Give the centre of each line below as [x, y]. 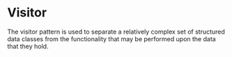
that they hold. [28, 46]
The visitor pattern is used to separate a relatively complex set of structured [116, 32]
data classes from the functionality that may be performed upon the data [111, 38]
